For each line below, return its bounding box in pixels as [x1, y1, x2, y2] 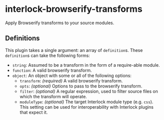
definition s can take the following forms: [5, 52, 90, 58]
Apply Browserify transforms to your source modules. [5, 20, 115, 26]
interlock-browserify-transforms [5, 3, 143, 15]
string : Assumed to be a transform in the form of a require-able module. [12, 62, 160, 68]
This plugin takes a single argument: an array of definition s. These [5, 47, 143, 53]
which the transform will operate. [19, 93, 87, 99]
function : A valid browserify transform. [12, 67, 92, 73]
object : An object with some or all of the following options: [12, 73, 132, 79]
